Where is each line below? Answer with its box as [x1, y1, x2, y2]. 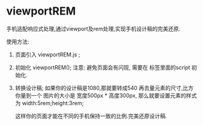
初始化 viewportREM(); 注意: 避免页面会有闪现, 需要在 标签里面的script [15, 64, 191, 71]
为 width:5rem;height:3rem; [15, 99, 84, 107]
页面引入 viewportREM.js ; [15, 50, 81, 58]
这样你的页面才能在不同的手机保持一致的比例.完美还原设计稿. [15, 112, 167, 120]
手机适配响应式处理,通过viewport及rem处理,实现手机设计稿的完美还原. [6, 25, 181, 32]
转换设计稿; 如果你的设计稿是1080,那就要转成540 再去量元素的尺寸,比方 [15, 84, 194, 92]
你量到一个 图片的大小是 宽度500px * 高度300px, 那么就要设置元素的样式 [15, 92, 197, 99]
